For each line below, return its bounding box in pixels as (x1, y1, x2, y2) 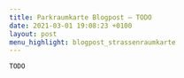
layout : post (9, 29, 57, 38)
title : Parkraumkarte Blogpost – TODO (9, 12, 152, 22)
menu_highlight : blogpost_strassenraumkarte (9, 37, 176, 47)
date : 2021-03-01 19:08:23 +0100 (9, 21, 133, 30)
